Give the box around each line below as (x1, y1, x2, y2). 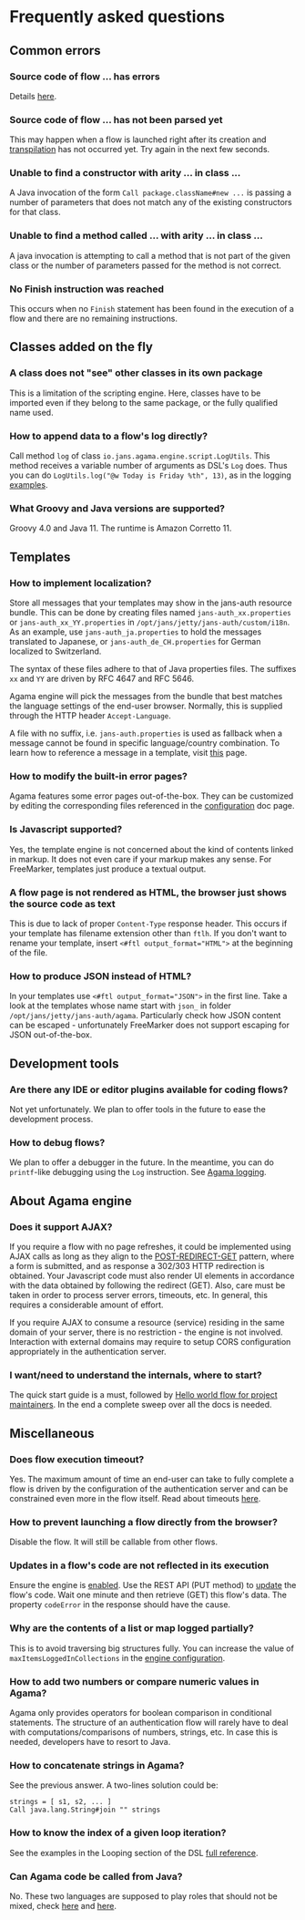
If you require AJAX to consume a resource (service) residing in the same (9, 1316, 285, 1327)
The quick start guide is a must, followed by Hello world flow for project (9, 1389, 278, 1400)
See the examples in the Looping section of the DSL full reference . (9, 1847, 259, 1858)
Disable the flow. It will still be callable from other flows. (9, 1536, 219, 1547)
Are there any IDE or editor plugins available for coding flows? (9, 1083, 289, 1096)
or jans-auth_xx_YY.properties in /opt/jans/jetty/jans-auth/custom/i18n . (9, 617, 290, 628)
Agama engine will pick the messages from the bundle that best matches (9, 691, 283, 702)
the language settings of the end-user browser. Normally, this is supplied (9, 700, 283, 712)
